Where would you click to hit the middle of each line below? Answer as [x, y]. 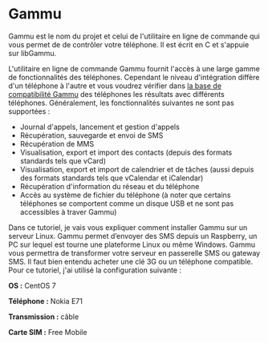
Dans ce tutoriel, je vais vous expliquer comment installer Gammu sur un [128, 227]
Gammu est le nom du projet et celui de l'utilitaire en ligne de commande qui [134, 36]
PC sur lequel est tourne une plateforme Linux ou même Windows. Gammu [132, 244]
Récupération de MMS [57, 143]
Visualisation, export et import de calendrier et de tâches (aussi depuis [137, 169]
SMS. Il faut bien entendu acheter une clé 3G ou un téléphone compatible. [131, 261]
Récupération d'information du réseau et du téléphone [110, 186]
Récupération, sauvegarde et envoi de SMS [91, 135]
